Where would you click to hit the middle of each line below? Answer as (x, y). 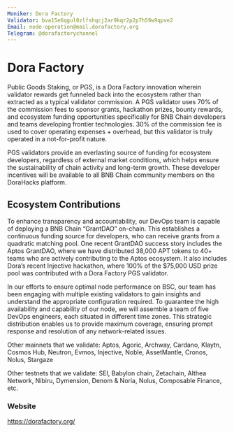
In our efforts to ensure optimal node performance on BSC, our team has (112, 287)
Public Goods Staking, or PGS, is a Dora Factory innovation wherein (104, 87)
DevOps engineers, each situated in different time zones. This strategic (109, 316)
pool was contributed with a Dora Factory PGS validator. (88, 273)
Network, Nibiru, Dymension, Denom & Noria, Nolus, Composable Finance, (115, 381)
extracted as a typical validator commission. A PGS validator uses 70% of (113, 102)
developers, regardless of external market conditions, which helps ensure (113, 160)
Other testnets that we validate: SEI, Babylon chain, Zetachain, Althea (107, 373)
